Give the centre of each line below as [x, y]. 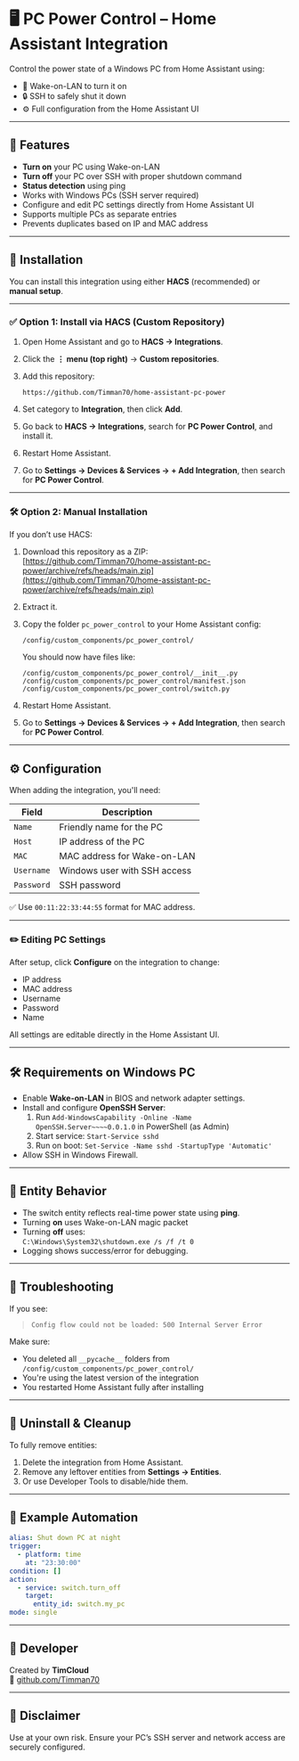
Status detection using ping [74, 185]
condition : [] [36, 1571]
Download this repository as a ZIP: [85, 552]
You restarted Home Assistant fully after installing [113, 1387]
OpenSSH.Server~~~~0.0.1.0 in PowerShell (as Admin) [132, 1126]
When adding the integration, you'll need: [85, 790]
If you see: [28, 1308]
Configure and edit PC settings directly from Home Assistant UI [138, 204]
